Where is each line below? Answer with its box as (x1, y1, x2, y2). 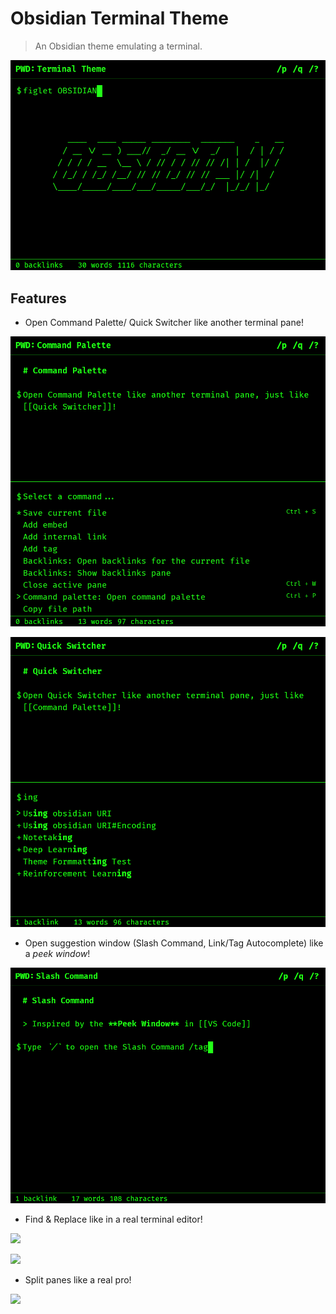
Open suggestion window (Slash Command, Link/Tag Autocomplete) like (24, 937, 324, 949)
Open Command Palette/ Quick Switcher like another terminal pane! (24, 317, 304, 329)
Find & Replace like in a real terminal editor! (24, 1213, 203, 1226)
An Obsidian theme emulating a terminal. (34, 40, 203, 52)
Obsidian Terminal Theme (10, 7, 229, 30)
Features (10, 290, 67, 307)
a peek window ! (24, 948, 91, 959)
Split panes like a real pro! (24, 1274, 132, 1286)
